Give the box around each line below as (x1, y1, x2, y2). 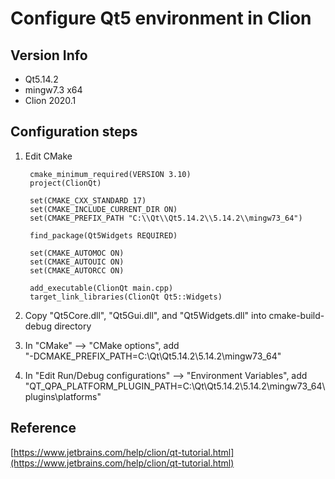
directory (53, 320, 92, 332)
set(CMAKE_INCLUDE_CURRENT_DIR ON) (29, 204, 178, 214)
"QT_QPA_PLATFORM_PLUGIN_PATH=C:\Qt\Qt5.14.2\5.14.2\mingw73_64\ (24, 380, 326, 392)
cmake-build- (268, 309, 325, 321)
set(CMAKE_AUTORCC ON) (29, 265, 125, 276)
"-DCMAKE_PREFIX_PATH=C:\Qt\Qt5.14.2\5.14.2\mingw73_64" (24, 350, 282, 362)
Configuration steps (10, 123, 138, 141)
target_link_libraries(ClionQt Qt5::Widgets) (29, 292, 223, 302)
